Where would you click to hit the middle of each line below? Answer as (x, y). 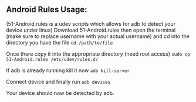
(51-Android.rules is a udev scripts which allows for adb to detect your (91, 23)
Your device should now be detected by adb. (60, 93)
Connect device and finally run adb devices (58, 81)
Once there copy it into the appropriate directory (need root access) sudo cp (98, 54)
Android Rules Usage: (47, 10)
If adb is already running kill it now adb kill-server (68, 70)
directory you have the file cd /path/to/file (60, 42)
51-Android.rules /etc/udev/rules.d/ (52, 59)
